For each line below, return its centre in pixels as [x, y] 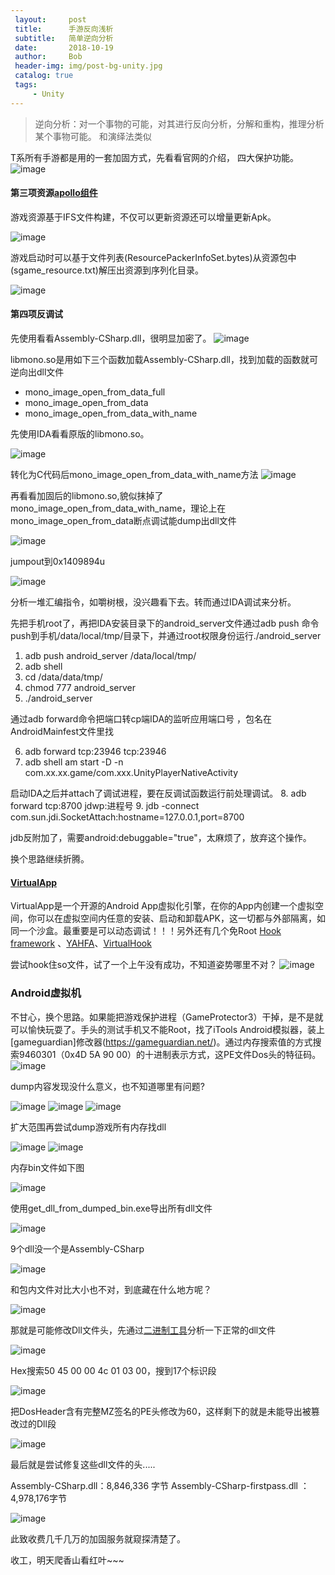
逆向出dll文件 [37, 372]
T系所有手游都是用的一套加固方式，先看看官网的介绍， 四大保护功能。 [154, 157]
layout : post [50, 19]
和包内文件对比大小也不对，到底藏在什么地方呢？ [111, 1289]
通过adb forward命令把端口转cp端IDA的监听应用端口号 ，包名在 [141, 719]
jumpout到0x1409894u [58, 562]
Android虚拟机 [46, 993]
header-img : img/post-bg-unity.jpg [88, 66]
